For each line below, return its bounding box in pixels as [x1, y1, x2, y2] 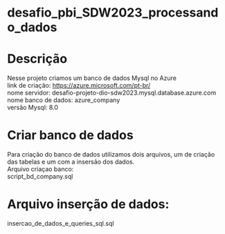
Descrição [7, 51, 68, 67]
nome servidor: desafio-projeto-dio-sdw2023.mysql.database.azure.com [7, 88, 217, 97]
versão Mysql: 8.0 [7, 104, 59, 112]
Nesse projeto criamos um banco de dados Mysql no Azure [7, 74, 177, 82]
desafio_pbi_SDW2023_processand [7, 5, 219, 21]
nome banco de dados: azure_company [7, 96, 120, 104]
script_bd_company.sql [7, 173, 73, 181]
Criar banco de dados [7, 128, 134, 143]
